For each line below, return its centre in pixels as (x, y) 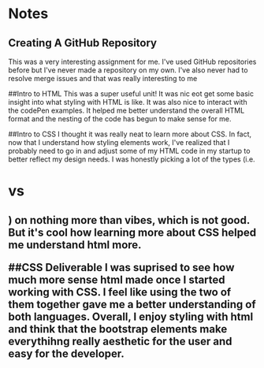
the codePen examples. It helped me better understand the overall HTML (126, 110)
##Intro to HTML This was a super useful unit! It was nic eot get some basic (131, 94)
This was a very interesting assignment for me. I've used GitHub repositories (132, 61)
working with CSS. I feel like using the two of (120, 292)
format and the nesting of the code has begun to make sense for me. (120, 119)
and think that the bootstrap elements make (118, 329)
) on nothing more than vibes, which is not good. (129, 220)
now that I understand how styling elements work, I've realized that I (119, 142)
